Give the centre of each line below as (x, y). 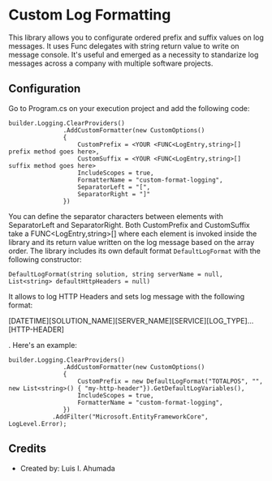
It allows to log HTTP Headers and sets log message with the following (127, 296)
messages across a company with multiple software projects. (111, 63)
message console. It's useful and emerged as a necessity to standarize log (134, 54)
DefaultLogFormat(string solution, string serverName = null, (116, 274)
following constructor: (45, 259)
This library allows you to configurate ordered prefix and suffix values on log (136, 37)
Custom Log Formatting (90, 15)
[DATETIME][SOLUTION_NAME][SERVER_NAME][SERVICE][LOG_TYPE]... (131, 320)
